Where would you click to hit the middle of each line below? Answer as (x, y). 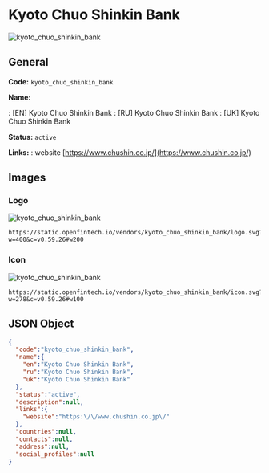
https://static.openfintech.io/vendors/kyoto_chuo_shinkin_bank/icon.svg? (136, 292)
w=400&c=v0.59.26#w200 (46, 240)
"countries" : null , (46, 432)
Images (27, 178)
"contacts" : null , (44, 439)
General (29, 62)
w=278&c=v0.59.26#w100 (46, 299)
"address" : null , (42, 446)
